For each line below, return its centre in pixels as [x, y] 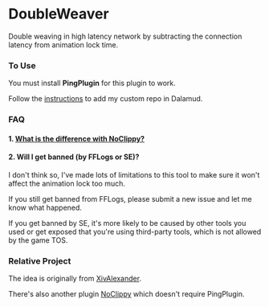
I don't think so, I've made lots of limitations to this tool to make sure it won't [134, 174]
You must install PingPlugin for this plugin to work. [92, 83]
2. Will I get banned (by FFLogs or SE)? [74, 157]
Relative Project [40, 260]
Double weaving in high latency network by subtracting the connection [125, 36]
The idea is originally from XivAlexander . [75, 279]
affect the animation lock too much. [67, 183]
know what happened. [45, 207]
